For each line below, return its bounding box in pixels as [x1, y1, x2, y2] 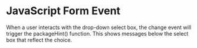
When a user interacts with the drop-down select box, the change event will [6, 24, 192, 31]
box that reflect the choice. [6, 36, 72, 43]
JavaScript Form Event [6, 4, 120, 18]
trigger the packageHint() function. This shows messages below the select [6, 30, 189, 37]
